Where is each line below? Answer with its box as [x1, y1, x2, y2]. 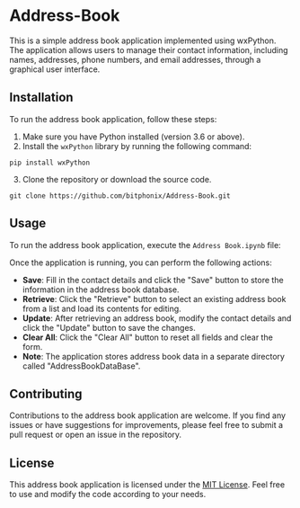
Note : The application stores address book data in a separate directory [22, 351, 286, 361]
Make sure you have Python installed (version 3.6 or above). [22, 131, 245, 142]
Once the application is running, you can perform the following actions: [9, 257, 272, 268]
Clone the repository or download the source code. [22, 174, 212, 184]
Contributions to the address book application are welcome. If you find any [9, 410, 286, 421]
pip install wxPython [9, 158, 91, 167]
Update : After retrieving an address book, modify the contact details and [22, 312, 292, 324]
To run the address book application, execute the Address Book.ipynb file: [9, 239, 281, 250]
